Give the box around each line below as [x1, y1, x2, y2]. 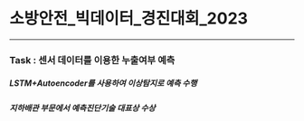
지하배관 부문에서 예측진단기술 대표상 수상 [9, 102, 156, 113]
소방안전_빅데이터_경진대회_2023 [9, 8, 249, 29]
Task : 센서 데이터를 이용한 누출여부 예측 [9, 53, 176, 66]
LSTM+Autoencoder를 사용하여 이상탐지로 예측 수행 [9, 78, 197, 88]
